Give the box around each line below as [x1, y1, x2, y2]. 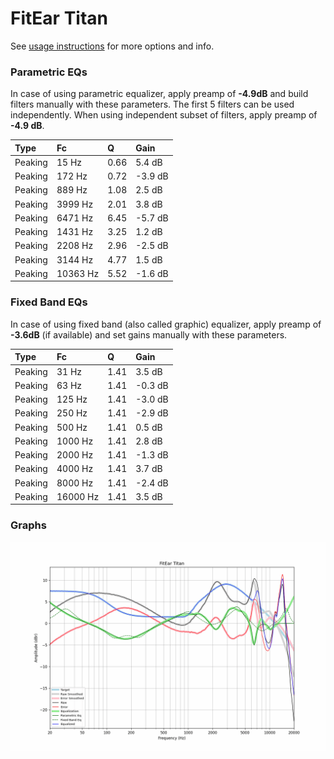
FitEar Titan [10, 7, 108, 30]
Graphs [10, 518, 47, 532]
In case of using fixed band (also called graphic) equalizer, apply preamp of [10, 318, 322, 330]
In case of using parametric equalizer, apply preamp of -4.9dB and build [10, 88, 309, 100]
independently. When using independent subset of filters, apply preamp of [10, 109, 318, 121]
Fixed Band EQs [10, 295, 88, 309]
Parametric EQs [10, 65, 88, 79]
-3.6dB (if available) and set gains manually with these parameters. [10, 328, 288, 341]
